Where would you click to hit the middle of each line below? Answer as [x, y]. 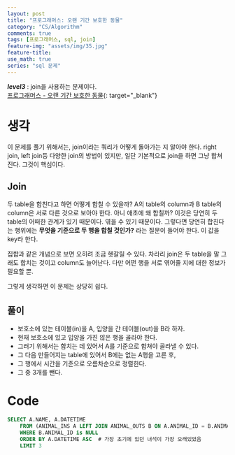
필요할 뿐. [20, 272]
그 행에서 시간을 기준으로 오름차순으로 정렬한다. [82, 363]
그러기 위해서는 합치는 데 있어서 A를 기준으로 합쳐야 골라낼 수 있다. [108, 346]
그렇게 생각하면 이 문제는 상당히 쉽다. [58, 287]
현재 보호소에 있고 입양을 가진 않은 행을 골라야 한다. [87, 338]
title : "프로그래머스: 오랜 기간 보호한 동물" [65, 20]
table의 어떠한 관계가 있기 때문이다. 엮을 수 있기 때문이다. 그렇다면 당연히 [107, 222]
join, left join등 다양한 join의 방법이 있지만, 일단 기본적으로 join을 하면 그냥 [108, 155]
